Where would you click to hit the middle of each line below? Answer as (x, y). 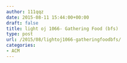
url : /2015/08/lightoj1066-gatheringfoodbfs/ (63, 40)
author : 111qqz (25, 12)
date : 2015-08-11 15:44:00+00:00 (48, 17)
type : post (20, 34)
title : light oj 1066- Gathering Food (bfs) (62, 28)
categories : (21, 46)
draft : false (22, 23)
